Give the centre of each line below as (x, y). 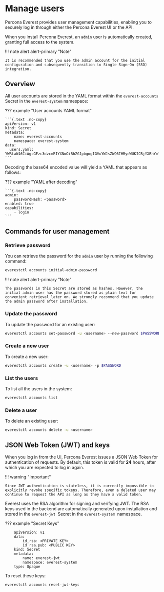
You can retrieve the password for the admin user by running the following (79, 256)
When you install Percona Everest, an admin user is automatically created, (79, 37)
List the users (21, 378)
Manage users (35, 9)
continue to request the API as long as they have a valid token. (74, 494)
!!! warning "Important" (28, 477)
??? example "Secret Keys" (32, 523)
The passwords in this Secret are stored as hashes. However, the (74, 289)
